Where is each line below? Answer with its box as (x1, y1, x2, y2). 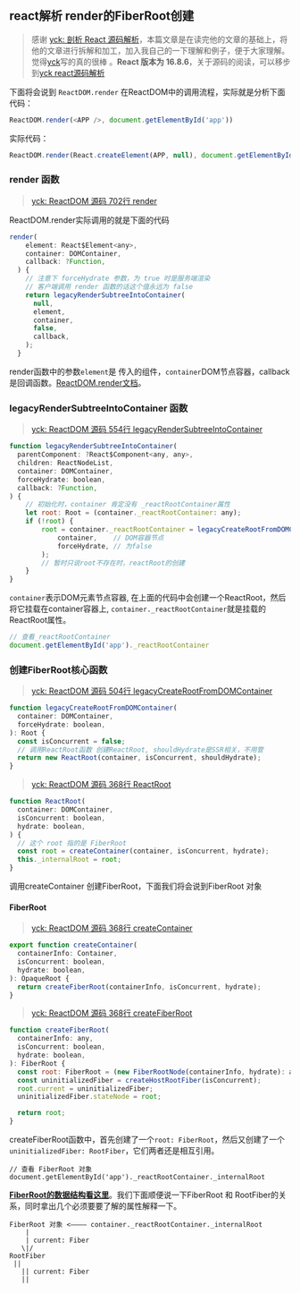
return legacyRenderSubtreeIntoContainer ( (25, 290, 186, 300)
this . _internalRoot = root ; (17, 855, 122, 864)
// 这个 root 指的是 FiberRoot (17, 838, 127, 847)
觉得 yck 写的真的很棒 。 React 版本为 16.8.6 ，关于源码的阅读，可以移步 (30, 56, 291, 67)
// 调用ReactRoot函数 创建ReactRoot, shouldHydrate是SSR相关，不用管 (17, 745, 264, 754)
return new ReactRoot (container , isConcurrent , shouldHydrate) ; (17, 753, 262, 762)
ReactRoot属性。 (9, 615, 71, 625)
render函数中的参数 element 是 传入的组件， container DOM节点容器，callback (9, 366, 290, 377)
